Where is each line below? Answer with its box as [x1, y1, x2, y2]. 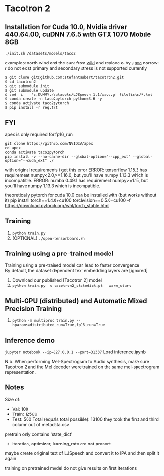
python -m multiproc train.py [12, 318, 75, 323]
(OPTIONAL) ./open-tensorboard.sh [12, 235, 85, 241]
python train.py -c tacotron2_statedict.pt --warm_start [12, 284, 132, 288]
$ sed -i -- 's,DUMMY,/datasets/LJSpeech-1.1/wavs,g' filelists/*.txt [5, 92, 153, 97]
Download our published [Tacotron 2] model [12, 277, 102, 283]
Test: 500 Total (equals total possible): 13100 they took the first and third [12, 416, 159, 422]
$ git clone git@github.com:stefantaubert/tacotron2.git [5, 75, 124, 80]
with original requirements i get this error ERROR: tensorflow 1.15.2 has [5, 167, 147, 173]
